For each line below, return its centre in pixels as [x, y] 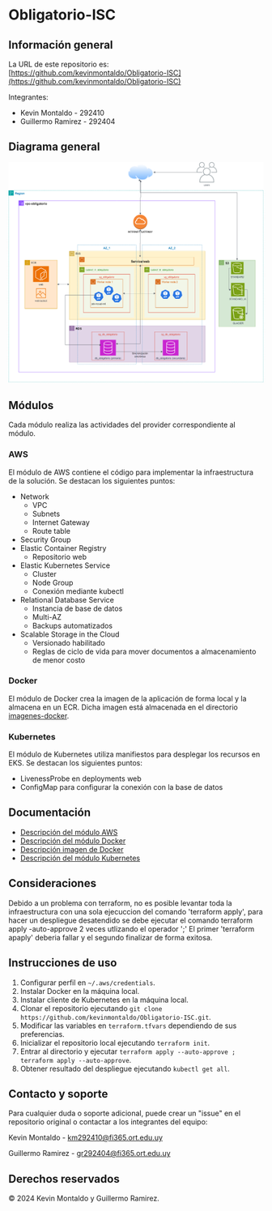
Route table [51, 531]
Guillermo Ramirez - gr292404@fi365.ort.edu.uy [90, 1153]
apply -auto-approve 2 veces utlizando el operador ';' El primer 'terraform [132, 928]
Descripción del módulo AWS [69, 832]
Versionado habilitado [68, 642]
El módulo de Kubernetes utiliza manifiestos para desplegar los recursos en [134, 754]
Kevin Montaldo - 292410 [62, 113]
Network [35, 497]
